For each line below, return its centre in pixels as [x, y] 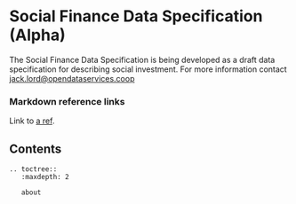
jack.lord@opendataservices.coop [72, 78]
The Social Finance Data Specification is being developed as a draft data [142, 59]
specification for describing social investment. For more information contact [148, 69]
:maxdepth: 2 [45, 177]
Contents [36, 149]
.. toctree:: [33, 169]
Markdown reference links [67, 101]
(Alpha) [37, 35]
